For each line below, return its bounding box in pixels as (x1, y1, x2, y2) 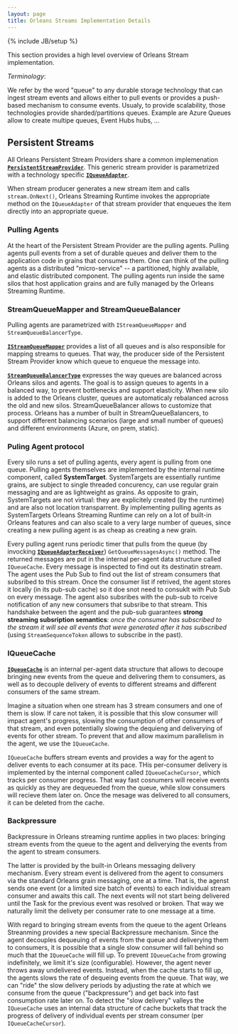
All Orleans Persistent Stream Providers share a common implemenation (7, 155, 219, 164)
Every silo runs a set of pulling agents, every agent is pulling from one (7, 457, 212, 467)
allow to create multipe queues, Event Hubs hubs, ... (7, 115, 160, 125)
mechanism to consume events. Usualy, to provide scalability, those (27, 100, 226, 109)
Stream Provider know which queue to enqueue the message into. (7, 357, 201, 366)
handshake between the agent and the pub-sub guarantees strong (7, 608, 203, 616)
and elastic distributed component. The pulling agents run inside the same (7, 272, 225, 280)
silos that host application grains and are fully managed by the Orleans (7, 279, 215, 287)
